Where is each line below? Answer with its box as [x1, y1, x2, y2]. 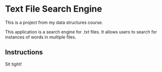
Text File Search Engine [5, 3, 102, 15]
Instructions [5, 48, 43, 56]
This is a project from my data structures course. [5, 19, 103, 25]
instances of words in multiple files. [5, 34, 77, 40]
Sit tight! [5, 61, 22, 67]
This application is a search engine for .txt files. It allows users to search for [5, 29, 157, 35]
